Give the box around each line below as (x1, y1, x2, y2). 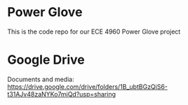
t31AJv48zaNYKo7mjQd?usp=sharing (7, 90, 116, 98)
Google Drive (7, 52, 86, 68)
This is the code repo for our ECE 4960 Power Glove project (7, 27, 181, 36)
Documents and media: (7, 75, 75, 83)
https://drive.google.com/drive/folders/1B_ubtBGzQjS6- (7, 82, 168, 91)
